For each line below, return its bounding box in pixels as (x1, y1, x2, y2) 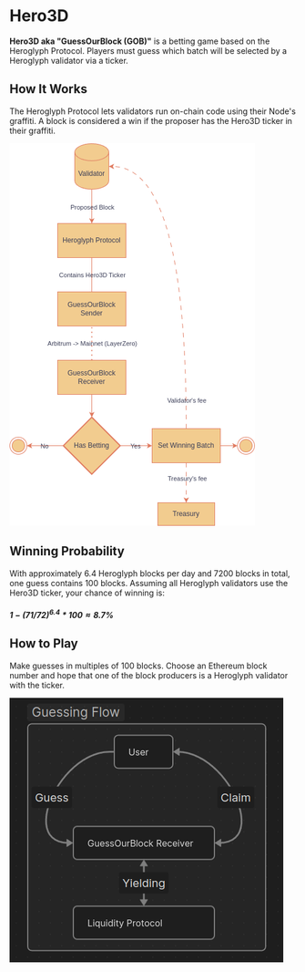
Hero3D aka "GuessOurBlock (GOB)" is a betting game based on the (9, 36, 270, 47)
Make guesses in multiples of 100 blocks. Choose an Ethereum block (9, 660, 268, 671)
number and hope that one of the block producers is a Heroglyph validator (9, 669, 289, 680)
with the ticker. (9, 679, 66, 690)
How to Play (9, 636, 79, 652)
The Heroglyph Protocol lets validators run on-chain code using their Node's (9, 106, 296, 117)
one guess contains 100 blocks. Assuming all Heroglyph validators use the (9, 577, 289, 588)
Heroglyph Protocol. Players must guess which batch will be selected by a (9, 45, 288, 56)
